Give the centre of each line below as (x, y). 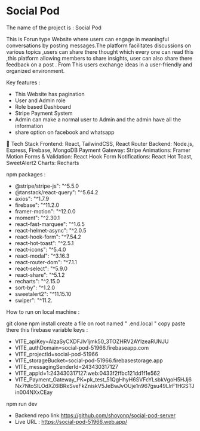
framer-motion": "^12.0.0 (45, 211)
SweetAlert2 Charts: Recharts (43, 163)
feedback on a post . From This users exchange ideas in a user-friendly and (99, 65)
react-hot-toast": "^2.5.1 (44, 243)
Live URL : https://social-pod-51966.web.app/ (71, 421)
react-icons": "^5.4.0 (40, 249)
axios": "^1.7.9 (32, 198)
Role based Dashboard (43, 106)
